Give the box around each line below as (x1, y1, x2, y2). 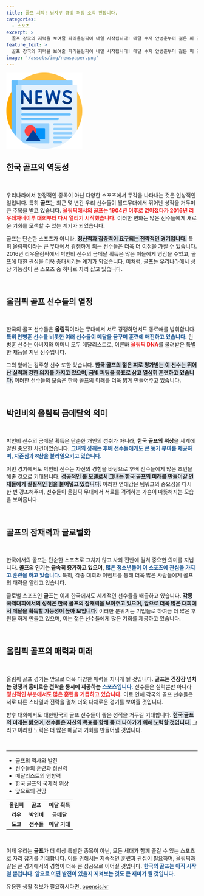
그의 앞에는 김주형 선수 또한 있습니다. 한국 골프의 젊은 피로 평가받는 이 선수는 (6, 361, 186, 369)
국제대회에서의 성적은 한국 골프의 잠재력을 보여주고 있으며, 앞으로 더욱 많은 (6, 600, 181, 607)
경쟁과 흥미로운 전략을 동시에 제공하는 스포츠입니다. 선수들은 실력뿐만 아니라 (12, 683, 192, 690)
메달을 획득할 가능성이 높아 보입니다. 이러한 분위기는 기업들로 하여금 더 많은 (12, 607, 190, 615)
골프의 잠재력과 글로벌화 (6, 527, 91, 537)
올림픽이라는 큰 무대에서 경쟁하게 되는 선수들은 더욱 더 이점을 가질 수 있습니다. (12, 242, 197, 250)
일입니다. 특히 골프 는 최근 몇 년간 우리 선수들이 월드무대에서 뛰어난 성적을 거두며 (6, 199, 196, 206)
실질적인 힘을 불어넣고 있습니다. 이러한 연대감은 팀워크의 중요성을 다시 (27, 481, 192, 488)
